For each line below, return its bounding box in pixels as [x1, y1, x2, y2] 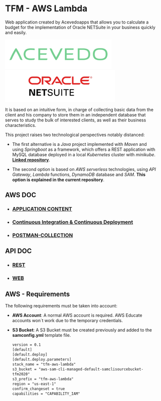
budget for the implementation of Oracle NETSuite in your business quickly [5, 24, 156, 30]
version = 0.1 [12, 342, 41, 348]
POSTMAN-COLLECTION [12, 232, 73, 239]
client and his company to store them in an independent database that [5, 112, 146, 118]
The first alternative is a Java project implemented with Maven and [12, 141, 147, 147]
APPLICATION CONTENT [12, 206, 72, 212]
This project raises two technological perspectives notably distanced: [5, 132, 145, 138]
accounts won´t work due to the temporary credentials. [12, 318, 123, 324]
